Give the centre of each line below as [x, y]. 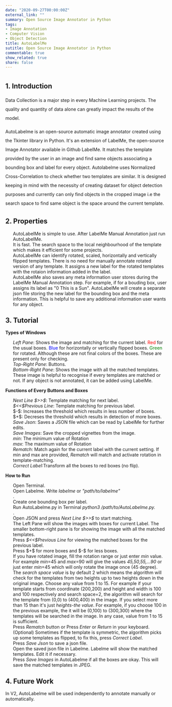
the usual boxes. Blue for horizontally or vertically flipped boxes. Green [88, 348]
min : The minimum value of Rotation [51, 439]
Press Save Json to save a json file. [50, 644]
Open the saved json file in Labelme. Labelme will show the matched [85, 649]
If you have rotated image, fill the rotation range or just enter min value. [88, 556]
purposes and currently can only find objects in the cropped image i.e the [83, 194]
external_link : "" [25, 15]
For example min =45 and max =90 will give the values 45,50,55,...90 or [87, 562]
